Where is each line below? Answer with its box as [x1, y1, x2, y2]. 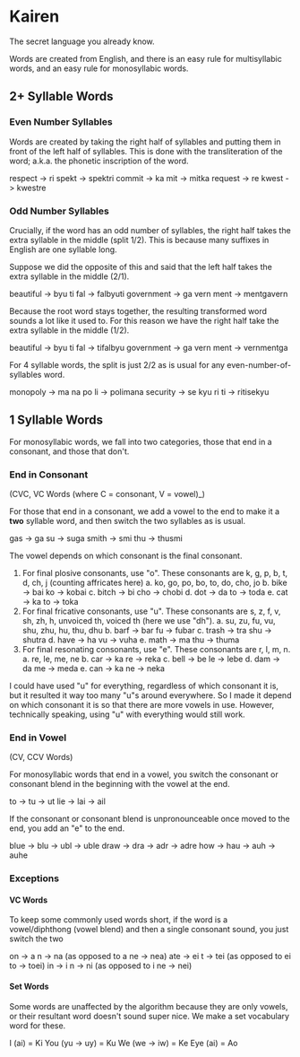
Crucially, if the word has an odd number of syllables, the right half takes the [9, 224, 291, 235]
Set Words [9, 981, 49, 992]
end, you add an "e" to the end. [9, 823, 125, 834]
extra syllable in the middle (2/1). [9, 271, 130, 282]
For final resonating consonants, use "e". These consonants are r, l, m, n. [21, 644, 291, 655]
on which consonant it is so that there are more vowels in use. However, [9, 700, 275, 711]
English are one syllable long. [9, 244, 118, 255]
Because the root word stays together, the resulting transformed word [9, 305, 267, 316]
